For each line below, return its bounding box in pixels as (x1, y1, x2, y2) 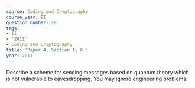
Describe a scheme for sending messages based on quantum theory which (6, 69, 189, 76)
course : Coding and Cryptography (6, 8, 89, 15)
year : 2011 (6, 53, 33, 58)
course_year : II (6, 14, 46, 20)
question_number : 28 (6, 19, 57, 25)
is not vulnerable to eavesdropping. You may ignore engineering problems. (6, 75, 188, 82)
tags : (6, 25, 19, 31)
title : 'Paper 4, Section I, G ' (6, 47, 89, 53)
